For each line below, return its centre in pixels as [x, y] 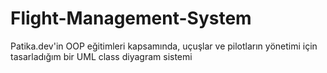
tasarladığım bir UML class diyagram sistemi [101, 56]
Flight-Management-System [131, 18]
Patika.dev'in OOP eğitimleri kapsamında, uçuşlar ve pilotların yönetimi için [164, 46]
